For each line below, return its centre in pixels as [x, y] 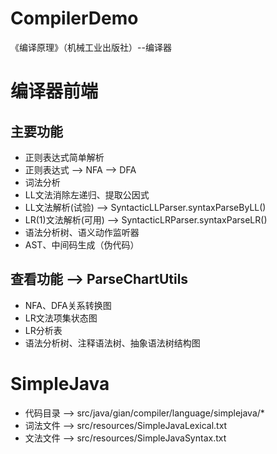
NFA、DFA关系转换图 [68, 305]
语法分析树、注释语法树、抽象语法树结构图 [112, 343]
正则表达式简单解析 [64, 157]
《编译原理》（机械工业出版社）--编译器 [91, 47]
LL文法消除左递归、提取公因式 [87, 194]
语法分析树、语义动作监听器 [82, 232]
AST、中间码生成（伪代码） [82, 244]
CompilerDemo [74, 18]
